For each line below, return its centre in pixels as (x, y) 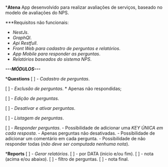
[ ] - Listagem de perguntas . (35, 118)
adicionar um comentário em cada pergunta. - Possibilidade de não (75, 138)
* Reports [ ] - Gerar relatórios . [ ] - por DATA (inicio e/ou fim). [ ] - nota (79, 154)
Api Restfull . (25, 43)
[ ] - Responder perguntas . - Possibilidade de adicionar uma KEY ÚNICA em (84, 128)
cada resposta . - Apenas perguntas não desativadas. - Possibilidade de (80, 133)
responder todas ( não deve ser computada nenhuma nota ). (67, 144)
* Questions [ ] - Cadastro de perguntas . (48, 79)
